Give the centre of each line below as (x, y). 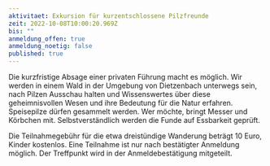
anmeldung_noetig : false (50, 46)
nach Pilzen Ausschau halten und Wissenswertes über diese (110, 94)
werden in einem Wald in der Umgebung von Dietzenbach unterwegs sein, (133, 85)
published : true (36, 54)
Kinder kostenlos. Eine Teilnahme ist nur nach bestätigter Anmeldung (124, 144)
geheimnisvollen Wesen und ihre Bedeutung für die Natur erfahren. (121, 103)
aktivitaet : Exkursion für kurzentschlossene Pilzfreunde (109, 16)
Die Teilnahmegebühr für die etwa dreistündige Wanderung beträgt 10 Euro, (135, 136)
